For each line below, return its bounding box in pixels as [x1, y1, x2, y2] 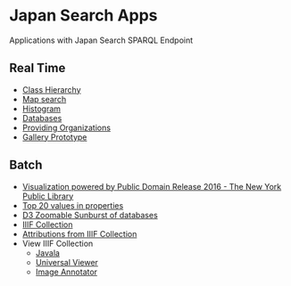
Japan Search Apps [9, 5, 158, 26]
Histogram [21, 103, 61, 114]
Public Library [21, 191, 74, 201]
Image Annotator [35, 266, 98, 277]
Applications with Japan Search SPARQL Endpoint [9, 35, 194, 45]
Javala [35, 247, 61, 258]
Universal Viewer [35, 257, 98, 267]
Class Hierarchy [21, 84, 82, 94]
